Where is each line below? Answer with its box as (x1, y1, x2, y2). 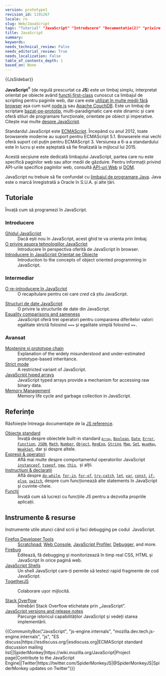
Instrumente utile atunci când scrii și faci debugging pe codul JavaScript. (5, 526, 156, 532)
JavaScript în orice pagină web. (17, 557, 82, 563)
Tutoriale (5, 193, 34, 202)
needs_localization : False (5, 53, 61, 59)
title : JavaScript (5, 30, 43, 35)
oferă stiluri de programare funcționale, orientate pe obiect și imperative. (5, 113, 154, 119)
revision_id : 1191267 (5, 12, 50, 17)
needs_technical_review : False (5, 44, 70, 49)
